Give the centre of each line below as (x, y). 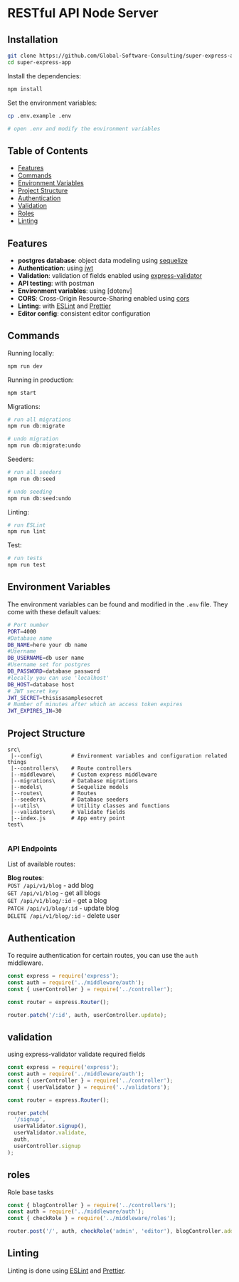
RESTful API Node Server (83, 13)
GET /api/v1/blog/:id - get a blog (57, 901)
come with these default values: (54, 611)
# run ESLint (27, 525)
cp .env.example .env (39, 115)
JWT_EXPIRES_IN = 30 (34, 711)
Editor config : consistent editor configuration (84, 314)
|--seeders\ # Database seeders (70, 800)
